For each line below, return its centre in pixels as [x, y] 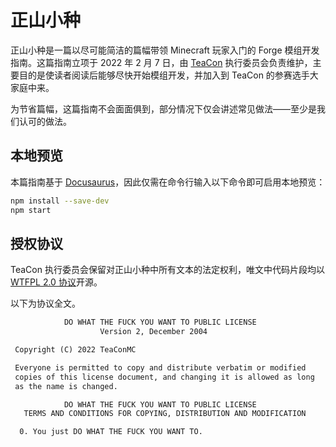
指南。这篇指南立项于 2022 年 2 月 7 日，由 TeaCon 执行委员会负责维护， [161, 62]
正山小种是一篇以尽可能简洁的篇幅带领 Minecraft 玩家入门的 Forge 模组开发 [165, 50]
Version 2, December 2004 [153, 332]
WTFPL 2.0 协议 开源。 [56, 282]
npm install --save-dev [60, 201]
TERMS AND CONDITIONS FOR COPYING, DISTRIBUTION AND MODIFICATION [165, 414]
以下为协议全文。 [45, 303]
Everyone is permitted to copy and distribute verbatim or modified [160, 367]
